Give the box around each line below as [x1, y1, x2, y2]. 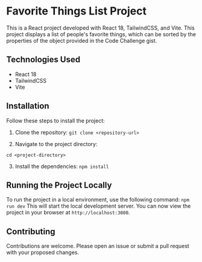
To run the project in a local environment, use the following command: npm [6, 196, 190, 203]
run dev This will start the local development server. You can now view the [6, 202, 191, 209]
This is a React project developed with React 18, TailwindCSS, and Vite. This [6, 24, 195, 31]
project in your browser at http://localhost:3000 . [6, 209, 130, 216]
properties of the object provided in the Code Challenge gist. [6, 37, 157, 44]
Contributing [6, 226, 55, 237]
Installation [6, 101, 49, 111]
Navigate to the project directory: [14, 140, 98, 147]
